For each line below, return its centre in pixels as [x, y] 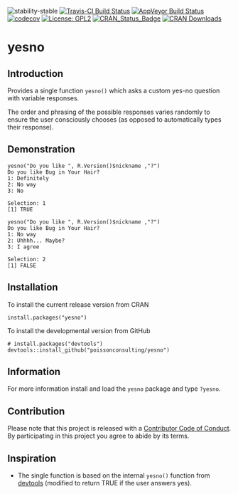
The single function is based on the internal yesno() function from [114, 475]
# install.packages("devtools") [55, 344]
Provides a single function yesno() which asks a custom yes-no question [114, 90]
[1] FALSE [22, 266]
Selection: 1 [27, 203]
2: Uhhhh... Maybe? [36, 241]
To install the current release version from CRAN [78, 304]
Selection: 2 [27, 259]
